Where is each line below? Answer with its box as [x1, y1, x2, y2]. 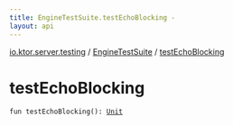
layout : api [9, 22, 54, 31]
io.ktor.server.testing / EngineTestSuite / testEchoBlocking [9, 46, 225, 57]
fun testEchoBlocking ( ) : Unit [9, 107, 124, 117]
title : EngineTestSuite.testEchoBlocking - [9, 13, 176, 22]
